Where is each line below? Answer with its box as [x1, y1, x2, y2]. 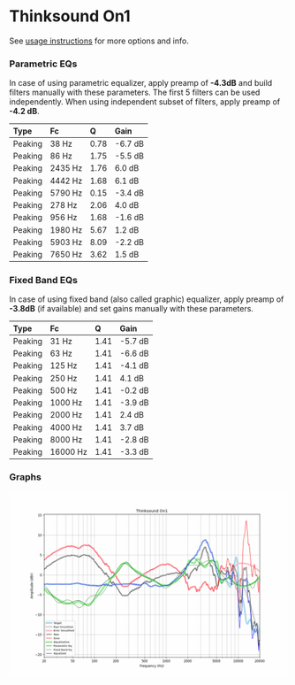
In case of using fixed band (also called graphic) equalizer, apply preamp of [9, 294, 284, 304]
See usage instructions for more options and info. [9, 35, 190, 46]
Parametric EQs [9, 58, 78, 70]
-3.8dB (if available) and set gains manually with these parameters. [9, 304, 254, 314]
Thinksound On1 [9, 6, 131, 27]
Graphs [9, 471, 42, 483]
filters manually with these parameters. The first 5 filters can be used [9, 87, 261, 98]
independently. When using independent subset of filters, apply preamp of [9, 96, 281, 107]
